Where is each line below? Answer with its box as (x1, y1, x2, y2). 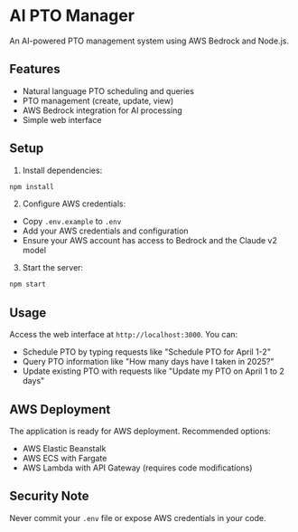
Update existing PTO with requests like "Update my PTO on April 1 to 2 (22, 366, 284, 376)
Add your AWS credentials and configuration (22, 225, 189, 236)
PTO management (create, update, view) (22, 95, 174, 106)
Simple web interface (22, 114, 102, 125)
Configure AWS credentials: (22, 198, 126, 209)
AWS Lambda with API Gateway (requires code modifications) (22, 462, 253, 473)
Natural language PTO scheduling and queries (22, 85, 194, 96)
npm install (9, 182, 54, 191)
